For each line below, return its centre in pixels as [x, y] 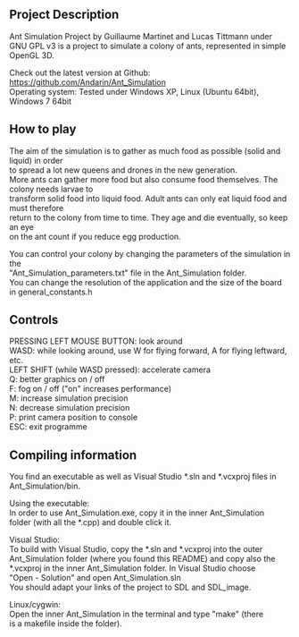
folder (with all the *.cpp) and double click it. [91, 522]
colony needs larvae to [51, 189]
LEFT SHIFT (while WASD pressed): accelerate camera [110, 369]
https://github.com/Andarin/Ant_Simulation [88, 82]
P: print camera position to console [74, 417]
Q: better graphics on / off [57, 379]
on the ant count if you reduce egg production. [95, 236]
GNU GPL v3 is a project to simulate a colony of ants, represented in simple [148, 46]
